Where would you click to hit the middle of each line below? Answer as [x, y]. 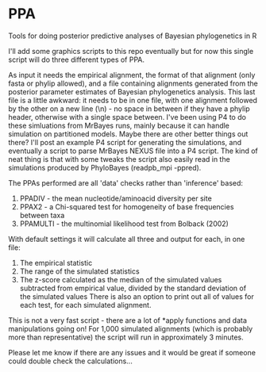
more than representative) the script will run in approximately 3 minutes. [126, 337]
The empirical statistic [56, 263]
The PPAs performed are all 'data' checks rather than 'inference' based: [126, 182]
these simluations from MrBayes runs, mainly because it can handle [119, 125]
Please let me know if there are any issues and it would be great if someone [132, 352]
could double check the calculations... [70, 361]
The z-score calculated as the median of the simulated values [121, 279]
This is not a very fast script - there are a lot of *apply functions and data [128, 320]
